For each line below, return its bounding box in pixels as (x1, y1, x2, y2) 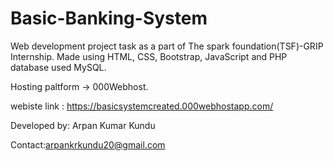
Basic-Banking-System (10, 7, 208, 30)
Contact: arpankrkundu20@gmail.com (10, 138, 166, 151)
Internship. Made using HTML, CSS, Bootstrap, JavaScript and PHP (10, 50, 288, 62)
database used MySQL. (10, 61, 107, 73)
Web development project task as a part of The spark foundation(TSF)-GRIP (10, 40, 324, 52)
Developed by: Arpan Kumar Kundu (10, 119, 156, 131)
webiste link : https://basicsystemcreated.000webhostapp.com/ (10, 100, 274, 112)
